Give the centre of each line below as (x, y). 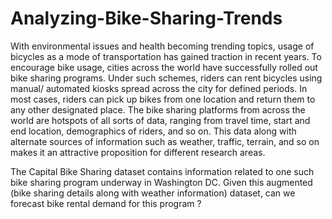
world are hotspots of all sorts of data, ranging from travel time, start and (160, 120)
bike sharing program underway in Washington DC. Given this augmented (161, 182)
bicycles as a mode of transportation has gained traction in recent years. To (166, 56)
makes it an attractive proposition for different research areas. (138, 152)
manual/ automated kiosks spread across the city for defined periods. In (159, 88)
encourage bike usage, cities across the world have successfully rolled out (164, 67)
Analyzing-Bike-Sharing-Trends (146, 18)
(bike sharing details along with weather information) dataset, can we (153, 193)
